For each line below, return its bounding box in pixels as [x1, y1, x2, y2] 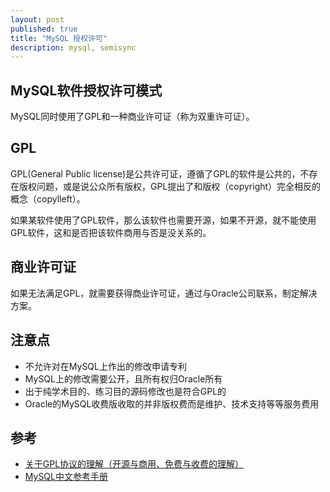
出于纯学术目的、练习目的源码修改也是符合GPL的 [24, 385, 227, 397]
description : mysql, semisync [10, 42, 137, 53]
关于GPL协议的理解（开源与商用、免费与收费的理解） [24, 458, 245, 470]
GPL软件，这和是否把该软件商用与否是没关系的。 [10, 226, 212, 238]
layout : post [10, 14, 65, 25]
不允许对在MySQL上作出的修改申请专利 [24, 360, 187, 372]
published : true [10, 24, 78, 34]
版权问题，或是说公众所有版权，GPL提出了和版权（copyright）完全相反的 [18, 180, 322, 192]
